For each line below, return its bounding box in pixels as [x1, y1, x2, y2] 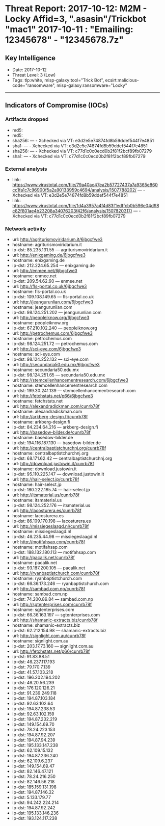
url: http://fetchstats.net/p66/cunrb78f [12, 648, 90, 654]
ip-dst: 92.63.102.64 [12, 700, 53, 707]
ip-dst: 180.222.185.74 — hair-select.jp [12, 487, 90, 493]
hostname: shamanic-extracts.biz [12, 622, 80, 628]
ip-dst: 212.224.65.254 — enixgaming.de [12, 263, 95, 268]
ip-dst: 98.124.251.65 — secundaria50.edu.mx [12, 372, 106, 378]
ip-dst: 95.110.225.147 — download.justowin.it [12, 471, 105, 477]
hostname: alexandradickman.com [12, 408, 82, 415]
